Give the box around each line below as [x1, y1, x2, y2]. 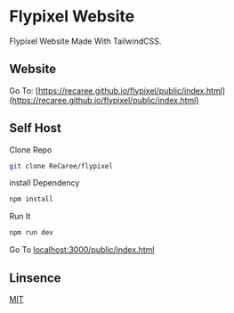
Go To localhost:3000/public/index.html [9, 244, 155, 255]
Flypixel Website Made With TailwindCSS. [9, 36, 162, 46]
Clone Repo [9, 144, 52, 155]
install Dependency [9, 177, 80, 188]
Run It [9, 211, 31, 222]
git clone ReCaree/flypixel [9, 161, 114, 170]
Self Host [9, 120, 62, 136]
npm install [9, 194, 53, 204]
